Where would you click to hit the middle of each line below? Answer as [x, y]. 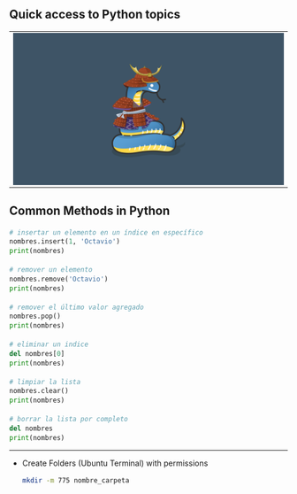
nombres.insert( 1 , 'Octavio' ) [65, 242]
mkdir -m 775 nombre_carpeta [76, 480]
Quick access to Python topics [95, 15]
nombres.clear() [39, 391]
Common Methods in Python [90, 211]
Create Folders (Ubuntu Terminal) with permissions [115, 463]
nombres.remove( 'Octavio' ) [59, 279]
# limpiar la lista [45, 382]
